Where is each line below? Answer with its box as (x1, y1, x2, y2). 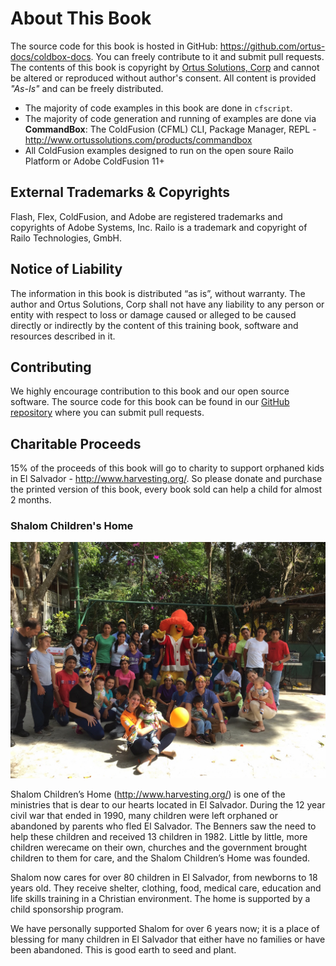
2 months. (10, 494, 52, 506)
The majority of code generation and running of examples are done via (24, 112, 317, 124)
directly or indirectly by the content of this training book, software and (10, 319, 299, 331)
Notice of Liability (10, 261, 123, 278)
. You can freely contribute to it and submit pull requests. (90, 50, 325, 62)
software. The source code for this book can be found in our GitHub (10, 396, 290, 408)
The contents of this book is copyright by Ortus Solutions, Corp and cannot (10, 61, 320, 73)
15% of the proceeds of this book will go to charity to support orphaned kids (10, 462, 325, 474)
